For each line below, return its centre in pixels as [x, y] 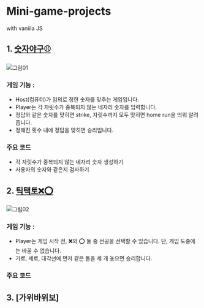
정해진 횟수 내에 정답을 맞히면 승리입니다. [64, 130]
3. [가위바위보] [33, 297]
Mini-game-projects [59, 11]
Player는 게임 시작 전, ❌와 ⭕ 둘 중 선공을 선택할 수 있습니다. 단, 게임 [97, 241]
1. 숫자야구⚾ [28, 49]
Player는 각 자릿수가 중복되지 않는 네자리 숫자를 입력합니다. [86, 107]
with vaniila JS [25, 28]
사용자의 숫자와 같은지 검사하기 [52, 170]
